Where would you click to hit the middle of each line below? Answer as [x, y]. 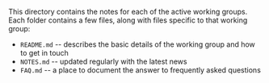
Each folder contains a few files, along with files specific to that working [128, 20]
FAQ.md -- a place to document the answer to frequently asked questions [140, 70]
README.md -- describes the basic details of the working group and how [138, 44]
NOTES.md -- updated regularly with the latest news [103, 61]
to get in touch [44, 53]
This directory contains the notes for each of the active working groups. [128, 12]
